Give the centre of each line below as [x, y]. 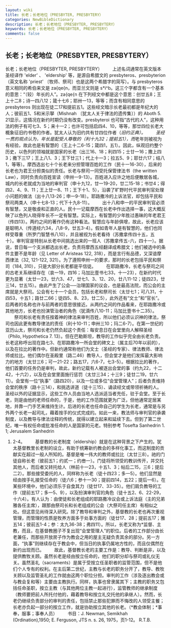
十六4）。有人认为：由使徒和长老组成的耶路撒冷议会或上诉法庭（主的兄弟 [89, 499]
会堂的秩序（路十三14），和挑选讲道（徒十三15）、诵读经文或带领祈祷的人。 [83, 387]
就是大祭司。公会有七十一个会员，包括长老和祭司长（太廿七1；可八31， [84, 291]
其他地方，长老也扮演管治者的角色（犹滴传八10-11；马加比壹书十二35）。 [81, 311]
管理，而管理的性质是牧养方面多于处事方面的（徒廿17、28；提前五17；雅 [89, 518]
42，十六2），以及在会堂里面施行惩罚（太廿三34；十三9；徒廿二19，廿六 [82, 374]
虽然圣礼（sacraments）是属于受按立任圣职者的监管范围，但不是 [90, 562]
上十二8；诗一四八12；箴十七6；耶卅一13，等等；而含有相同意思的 [75, 100]
